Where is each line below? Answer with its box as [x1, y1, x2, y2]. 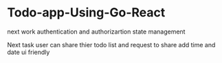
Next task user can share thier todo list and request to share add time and [7, 40, 216, 49]
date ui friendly [7, 48, 50, 56]
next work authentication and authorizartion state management [7, 27, 186, 36]
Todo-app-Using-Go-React [7, 5, 166, 21]
